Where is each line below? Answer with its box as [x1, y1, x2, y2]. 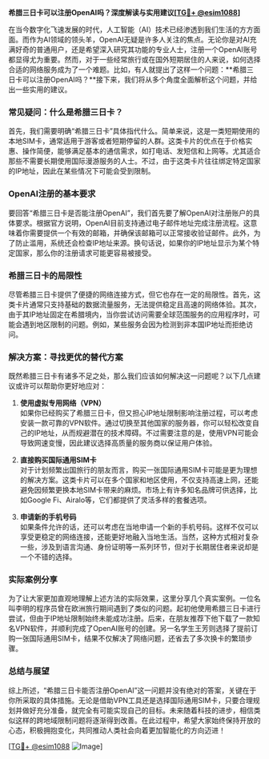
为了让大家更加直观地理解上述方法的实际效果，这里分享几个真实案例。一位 [8, 593, 254, 603]
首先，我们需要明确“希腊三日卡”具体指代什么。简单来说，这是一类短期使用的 [8, 126, 260, 136]
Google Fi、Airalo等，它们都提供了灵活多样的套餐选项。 [26, 495, 211, 505]
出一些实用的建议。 [8, 85, 72, 94]
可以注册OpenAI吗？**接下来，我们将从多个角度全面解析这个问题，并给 [22, 75, 258, 84]
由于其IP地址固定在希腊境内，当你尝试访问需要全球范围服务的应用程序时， [8, 310, 254, 319]
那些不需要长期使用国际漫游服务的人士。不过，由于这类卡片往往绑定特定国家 [8, 156, 261, 166]
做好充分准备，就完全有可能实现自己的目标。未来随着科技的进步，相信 [22, 705, 254, 715]
